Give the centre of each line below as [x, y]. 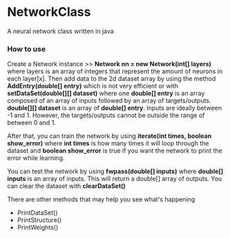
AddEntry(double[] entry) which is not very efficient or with [93, 86]
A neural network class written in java [60, 31]
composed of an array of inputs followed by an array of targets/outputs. [109, 101]
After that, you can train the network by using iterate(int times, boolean [109, 136]
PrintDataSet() [37, 213]
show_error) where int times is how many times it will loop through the [108, 143]
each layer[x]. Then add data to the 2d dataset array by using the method [112, 79]
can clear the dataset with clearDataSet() [66, 186]
